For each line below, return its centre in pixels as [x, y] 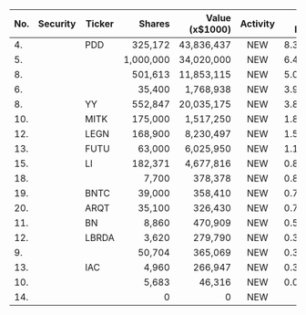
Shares [154, 24]
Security [57, 24]
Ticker [100, 24]
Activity [258, 24]
